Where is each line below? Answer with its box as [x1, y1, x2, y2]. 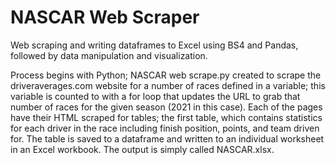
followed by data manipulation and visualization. [10, 49, 208, 61]
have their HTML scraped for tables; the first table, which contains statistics [10, 111, 323, 123]
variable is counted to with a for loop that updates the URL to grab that [10, 90, 301, 102]
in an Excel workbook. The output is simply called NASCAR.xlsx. [10, 143, 275, 155]
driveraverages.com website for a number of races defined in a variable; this [10, 79, 326, 91]
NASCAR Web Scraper [10, 6, 200, 29]
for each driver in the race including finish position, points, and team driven [10, 122, 320, 134]
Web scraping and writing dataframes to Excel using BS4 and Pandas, [10, 39, 299, 51]
